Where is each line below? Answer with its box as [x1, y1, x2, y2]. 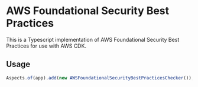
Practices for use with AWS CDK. [6, 42, 87, 49]
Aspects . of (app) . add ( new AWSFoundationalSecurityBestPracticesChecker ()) [6, 75, 192, 81]
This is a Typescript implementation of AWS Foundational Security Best [6, 36, 180, 43]
